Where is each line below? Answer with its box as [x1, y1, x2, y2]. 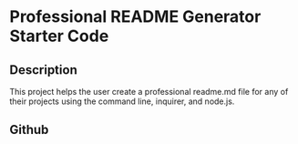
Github [9, 122, 49, 138]
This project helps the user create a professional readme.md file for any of [9, 87, 289, 97]
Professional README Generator [9, 6, 262, 27]
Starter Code [9, 26, 109, 46]
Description [9, 62, 77, 77]
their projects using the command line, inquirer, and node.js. [9, 96, 235, 107]
